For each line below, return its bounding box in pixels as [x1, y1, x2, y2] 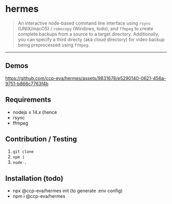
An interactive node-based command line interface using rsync [17, 20, 151, 26]
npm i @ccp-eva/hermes [12, 193, 66, 199]
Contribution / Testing [5, 134, 77, 144]
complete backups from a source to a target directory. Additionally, [17, 31, 160, 37]
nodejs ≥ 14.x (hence [12, 109, 57, 115]
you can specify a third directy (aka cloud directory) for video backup [17, 36, 165, 43]
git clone [12, 149, 34, 154]
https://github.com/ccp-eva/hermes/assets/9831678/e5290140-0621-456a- [5, 75, 166, 81]
